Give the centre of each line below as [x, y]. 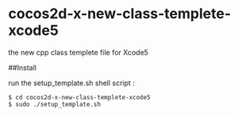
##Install [23, 67]
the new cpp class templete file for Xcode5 [79, 52]
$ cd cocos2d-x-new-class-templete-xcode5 [79, 97]
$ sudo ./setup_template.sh [55, 104]
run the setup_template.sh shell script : [71, 83]
